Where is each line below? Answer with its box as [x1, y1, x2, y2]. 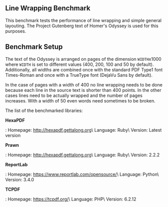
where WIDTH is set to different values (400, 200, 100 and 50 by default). [5, 61, 154, 67]
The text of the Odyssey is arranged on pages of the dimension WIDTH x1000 [5, 56, 162, 62]
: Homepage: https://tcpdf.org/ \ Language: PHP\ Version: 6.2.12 [5, 196, 137, 202]
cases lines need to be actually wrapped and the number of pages [5, 92, 143, 98]
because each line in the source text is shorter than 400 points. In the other [5, 87, 162, 93]
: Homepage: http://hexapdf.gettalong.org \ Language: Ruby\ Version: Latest [5, 127, 162, 133]
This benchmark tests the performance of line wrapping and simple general [5, 17, 162, 23]
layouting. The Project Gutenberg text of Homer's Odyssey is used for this [5, 23, 158, 29]
